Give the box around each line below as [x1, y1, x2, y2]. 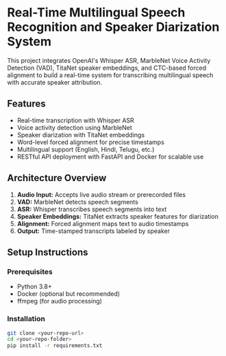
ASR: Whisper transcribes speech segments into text [16, 205, 167, 213]
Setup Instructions [7, 246, 88, 258]
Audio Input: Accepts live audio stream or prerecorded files [16, 190, 186, 199]
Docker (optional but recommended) [16, 290, 121, 298]
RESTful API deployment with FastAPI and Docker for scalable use [16, 152, 204, 161]
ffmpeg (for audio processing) [16, 297, 103, 305]
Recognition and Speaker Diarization [7, 19, 220, 35]
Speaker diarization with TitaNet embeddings [16, 131, 145, 139]
